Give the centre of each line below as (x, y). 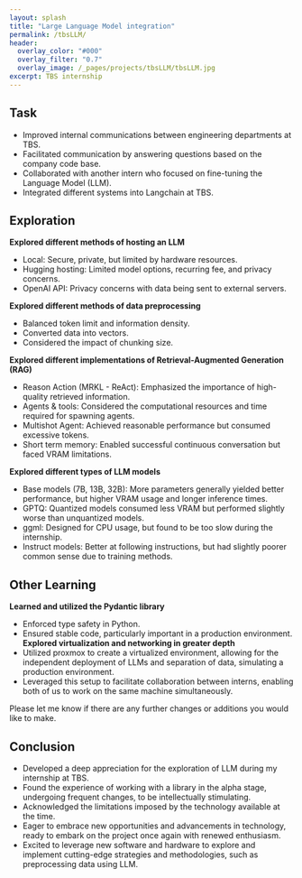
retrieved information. (90, 397)
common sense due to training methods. (97, 557)
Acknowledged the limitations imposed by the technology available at (151, 807)
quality (35, 397)
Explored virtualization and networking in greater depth (129, 643)
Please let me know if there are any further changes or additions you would (149, 708)
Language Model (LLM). (67, 182)
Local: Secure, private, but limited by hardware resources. (130, 260)
